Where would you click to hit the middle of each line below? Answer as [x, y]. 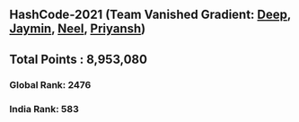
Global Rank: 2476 [50, 84]
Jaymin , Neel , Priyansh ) [78, 29]
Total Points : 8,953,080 [79, 59]
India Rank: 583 [44, 109]
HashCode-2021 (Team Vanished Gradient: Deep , [150, 15]
